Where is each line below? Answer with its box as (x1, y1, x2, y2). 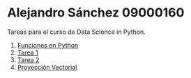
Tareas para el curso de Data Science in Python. (7, 28, 146, 36)
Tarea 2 (17, 55, 40, 64)
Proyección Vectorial (17, 63, 77, 71)
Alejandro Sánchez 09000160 (7, 5, 185, 21)
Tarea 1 (17, 48, 38, 57)
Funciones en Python (17, 41, 79, 49)
